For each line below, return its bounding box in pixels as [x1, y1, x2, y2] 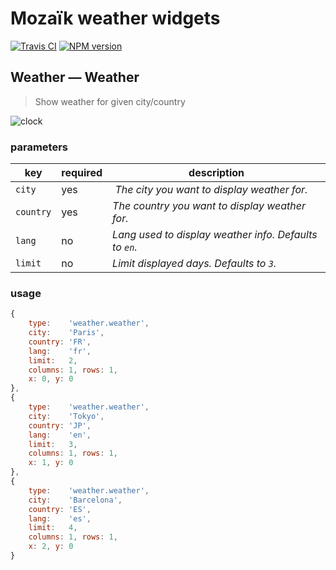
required [61, 166, 103, 180]
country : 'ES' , [28, 504, 92, 514]
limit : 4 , [28, 523, 78, 533]
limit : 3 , [28, 439, 78, 449]
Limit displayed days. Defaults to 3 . [112, 257, 277, 271]
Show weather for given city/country [34, 95, 186, 107]
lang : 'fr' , [28, 346, 92, 356]
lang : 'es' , [28, 513, 92, 524]
